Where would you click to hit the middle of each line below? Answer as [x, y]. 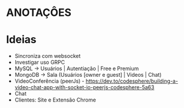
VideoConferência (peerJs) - [49, 81]
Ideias [21, 40]
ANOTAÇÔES [39, 13]
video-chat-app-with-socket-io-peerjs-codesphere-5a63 [84, 87]
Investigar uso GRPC [40, 63]
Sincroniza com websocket [47, 56]
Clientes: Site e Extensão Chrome [55, 100]
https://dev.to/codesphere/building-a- [132, 81]
